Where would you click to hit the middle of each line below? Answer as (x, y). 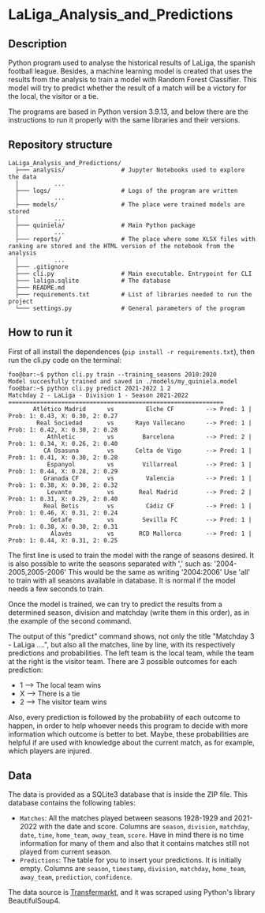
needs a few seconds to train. (56, 589)
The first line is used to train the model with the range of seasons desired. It (131, 555)
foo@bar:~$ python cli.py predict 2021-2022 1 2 (90, 388)
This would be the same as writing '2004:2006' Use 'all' (159, 572)
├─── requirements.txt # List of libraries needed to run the (134, 294)
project (21, 301)
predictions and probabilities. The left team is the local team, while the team (131, 653)
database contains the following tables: (72, 803)
